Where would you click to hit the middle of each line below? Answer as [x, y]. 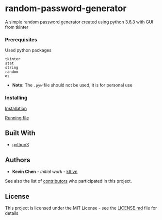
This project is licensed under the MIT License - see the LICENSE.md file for [81, 208]
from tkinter [17, 27]
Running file [17, 118]
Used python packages [28, 50]
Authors [18, 160]
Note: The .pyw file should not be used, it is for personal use [72, 85]
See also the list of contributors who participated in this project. [69, 181]
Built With [20, 133]
